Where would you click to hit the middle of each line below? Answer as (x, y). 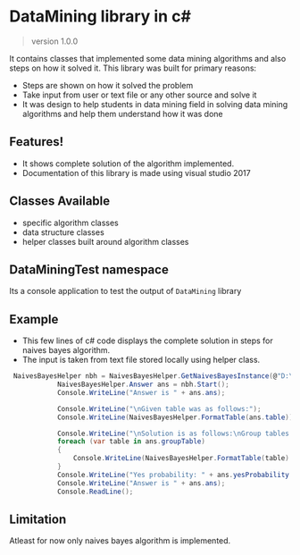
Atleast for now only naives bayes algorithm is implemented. (120, 541)
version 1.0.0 (54, 41)
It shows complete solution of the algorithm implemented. (128, 164)
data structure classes (63, 232)
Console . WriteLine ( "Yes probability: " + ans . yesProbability (173, 475)
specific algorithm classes (70, 223)
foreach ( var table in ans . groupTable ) (131, 441)
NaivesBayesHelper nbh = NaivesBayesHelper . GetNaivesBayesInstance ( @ (145, 376)
